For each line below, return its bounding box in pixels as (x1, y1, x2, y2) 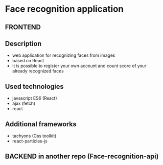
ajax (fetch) (12, 100, 36, 106)
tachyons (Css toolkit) (12, 133, 57, 139)
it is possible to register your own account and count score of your (12, 63, 147, 69)
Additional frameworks (5, 120, 77, 128)
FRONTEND (5, 23, 41, 31)
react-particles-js (12, 138, 47, 144)
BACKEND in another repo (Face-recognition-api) (5, 152, 159, 161)
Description (5, 39, 42, 47)
